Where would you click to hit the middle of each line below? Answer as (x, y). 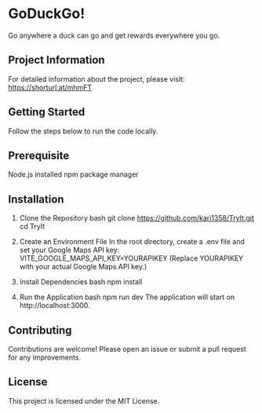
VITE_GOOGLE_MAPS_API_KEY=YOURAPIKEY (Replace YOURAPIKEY (131, 258)
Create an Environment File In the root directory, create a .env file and (132, 242)
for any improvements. (44, 357)
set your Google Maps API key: (69, 250)
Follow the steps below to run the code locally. (83, 131)
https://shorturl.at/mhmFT (50, 87)
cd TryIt (32, 227)
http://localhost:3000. (55, 305)
